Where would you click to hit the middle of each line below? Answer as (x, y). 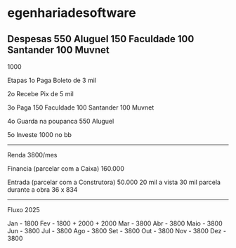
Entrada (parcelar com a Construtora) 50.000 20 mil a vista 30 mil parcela (114, 182)
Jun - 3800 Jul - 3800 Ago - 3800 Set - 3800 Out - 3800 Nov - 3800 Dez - (117, 231)
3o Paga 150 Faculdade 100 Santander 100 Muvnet (81, 107)
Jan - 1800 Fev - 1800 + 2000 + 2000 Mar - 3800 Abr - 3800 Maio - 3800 (115, 223)
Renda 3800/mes (32, 155)
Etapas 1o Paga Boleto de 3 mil (52, 80)
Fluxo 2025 (24, 210)
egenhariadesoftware (72, 13)
